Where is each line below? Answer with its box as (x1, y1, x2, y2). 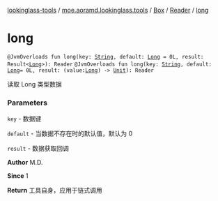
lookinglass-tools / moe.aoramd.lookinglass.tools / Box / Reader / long (7, 6, 209, 14)
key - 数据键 (7, 114, 42, 123)
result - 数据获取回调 (7, 144, 70, 153)
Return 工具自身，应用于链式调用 (7, 186, 102, 195)
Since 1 (7, 172, 29, 180)
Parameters (7, 98, 47, 107)
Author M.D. (7, 158, 43, 167)
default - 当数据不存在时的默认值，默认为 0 (7, 129, 133, 138)
